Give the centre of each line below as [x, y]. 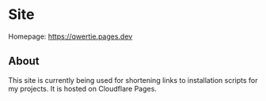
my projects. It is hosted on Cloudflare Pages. [82, 88]
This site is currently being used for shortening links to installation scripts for [133, 80]
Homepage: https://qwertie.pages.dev [70, 36]
